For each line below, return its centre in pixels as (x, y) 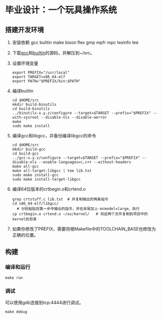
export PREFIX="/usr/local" (41, 73)
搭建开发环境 (25, 30)
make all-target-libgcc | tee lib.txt (52, 171)
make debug (16, 312)
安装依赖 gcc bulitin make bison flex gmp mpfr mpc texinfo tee (75, 42)
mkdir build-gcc (29, 149)
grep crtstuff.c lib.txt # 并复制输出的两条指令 (60, 199)
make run (14, 278)
